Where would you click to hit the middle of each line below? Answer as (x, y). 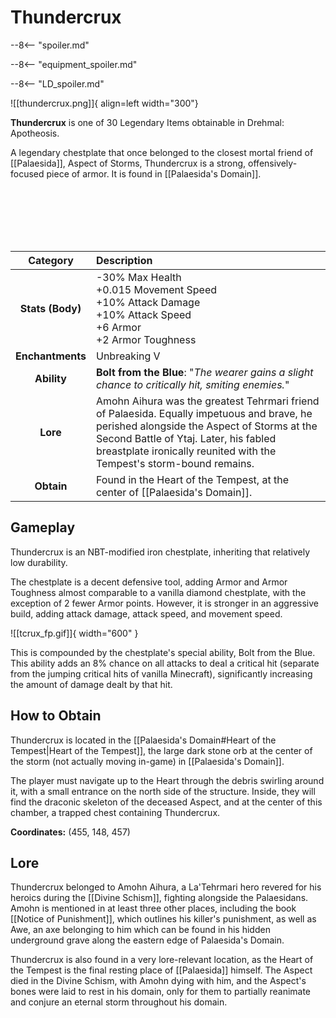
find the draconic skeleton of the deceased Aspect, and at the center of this (166, 802)
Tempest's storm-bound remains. (175, 463)
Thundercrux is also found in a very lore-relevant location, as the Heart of (162, 960)
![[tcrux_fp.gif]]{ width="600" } (74, 633)
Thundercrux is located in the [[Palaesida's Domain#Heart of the (143, 740)
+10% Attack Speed (143, 314)
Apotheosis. (35, 133)
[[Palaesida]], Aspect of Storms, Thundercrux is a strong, (128, 163)
